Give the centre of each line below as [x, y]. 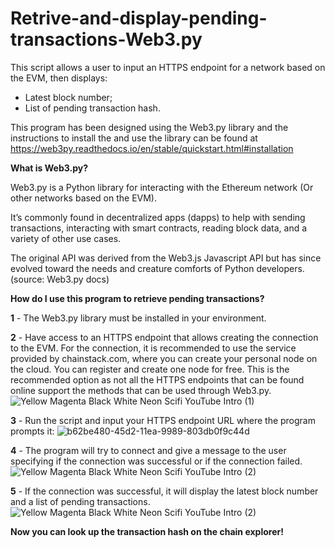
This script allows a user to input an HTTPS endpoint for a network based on [168, 67]
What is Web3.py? [49, 168]
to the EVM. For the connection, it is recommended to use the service [153, 348]
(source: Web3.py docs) [60, 279]
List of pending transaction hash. [92, 108]
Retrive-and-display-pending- [139, 18]
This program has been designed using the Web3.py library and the [149, 127]
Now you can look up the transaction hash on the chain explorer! [147, 531]
